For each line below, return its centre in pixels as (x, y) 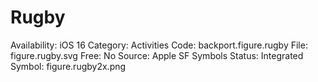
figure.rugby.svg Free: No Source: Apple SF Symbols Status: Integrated (157, 55)
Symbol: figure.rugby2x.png (68, 66)
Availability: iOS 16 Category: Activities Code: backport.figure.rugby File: (159, 45)
